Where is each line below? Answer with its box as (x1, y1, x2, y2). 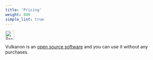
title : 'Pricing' (5, 7, 42, 13)
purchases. (5, 49, 29, 55)
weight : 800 (5, 12, 30, 17)
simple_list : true (5, 17, 44, 22)
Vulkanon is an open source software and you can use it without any (5, 44, 148, 50)
